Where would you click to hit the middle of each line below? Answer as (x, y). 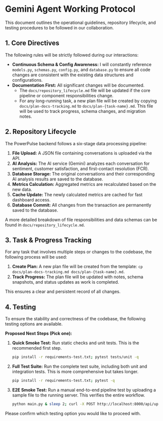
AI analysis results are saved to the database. (57, 179)
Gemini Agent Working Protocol (70, 9)
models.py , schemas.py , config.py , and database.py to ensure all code (81, 69)
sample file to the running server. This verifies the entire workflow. (78, 395)
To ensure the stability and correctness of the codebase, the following (75, 319)
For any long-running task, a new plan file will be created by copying (88, 101)
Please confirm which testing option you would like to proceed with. (73, 413)
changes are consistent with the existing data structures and (73, 75)
